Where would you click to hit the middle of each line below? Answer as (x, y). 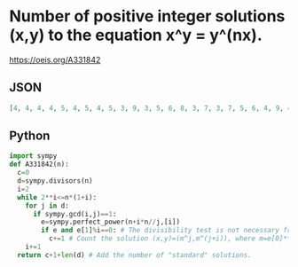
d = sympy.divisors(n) (55, 181)
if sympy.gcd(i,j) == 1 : (74, 214)
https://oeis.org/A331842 (55, 59)
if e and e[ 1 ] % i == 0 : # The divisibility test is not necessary (160, 231)
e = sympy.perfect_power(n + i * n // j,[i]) (110, 222)
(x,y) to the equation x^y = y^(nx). (136, 35)
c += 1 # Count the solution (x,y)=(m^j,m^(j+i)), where (152, 239)
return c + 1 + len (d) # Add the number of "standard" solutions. (134, 255)
